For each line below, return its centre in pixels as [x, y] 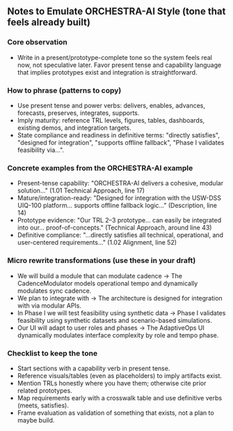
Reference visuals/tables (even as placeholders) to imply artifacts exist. [120, 375]
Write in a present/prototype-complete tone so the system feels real [114, 57]
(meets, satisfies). [43, 405]
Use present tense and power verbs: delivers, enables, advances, [111, 105]
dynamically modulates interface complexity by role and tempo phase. [118, 335]
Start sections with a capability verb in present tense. [94, 368]
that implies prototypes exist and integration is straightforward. [107, 72]
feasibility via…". [41, 150]
